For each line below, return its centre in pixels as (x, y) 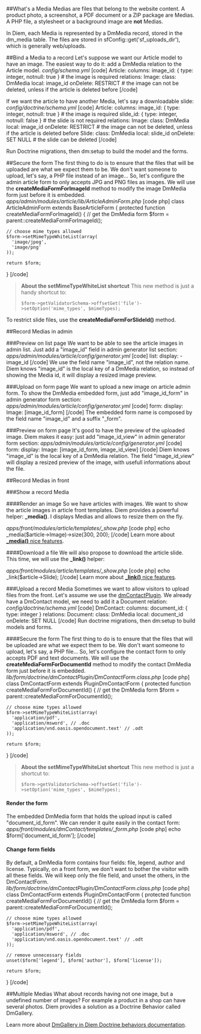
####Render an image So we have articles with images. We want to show (97, 504)
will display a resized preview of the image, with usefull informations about (98, 462)
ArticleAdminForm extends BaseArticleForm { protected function (86, 208)
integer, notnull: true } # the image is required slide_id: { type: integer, (92, 114)
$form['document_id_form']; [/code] (51, 835)
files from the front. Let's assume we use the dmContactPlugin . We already (99, 595)
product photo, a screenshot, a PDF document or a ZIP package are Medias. (100, 15)
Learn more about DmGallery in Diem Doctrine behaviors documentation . (96, 1025)
